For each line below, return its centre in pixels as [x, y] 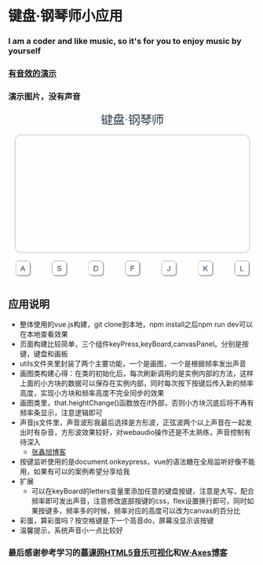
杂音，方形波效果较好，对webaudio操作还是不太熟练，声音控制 [142, 432]
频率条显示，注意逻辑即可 [61, 413]
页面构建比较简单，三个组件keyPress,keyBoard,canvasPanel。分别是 [131, 344]
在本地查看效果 [44, 334]
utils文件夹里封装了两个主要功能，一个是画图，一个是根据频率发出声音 [133, 364]
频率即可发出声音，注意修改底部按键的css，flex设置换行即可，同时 [139, 501]
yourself [25, 51]
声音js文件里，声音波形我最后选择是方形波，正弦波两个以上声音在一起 [132, 423]
